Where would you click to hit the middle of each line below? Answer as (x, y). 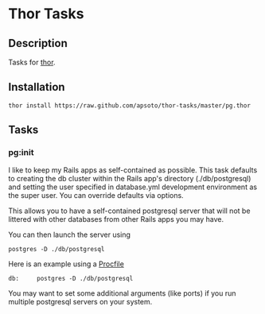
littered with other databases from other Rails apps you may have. (116, 219)
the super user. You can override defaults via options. (96, 195)
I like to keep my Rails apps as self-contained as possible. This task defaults (133, 170)
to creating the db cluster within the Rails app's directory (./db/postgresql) (130, 178)
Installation (37, 87)
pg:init (21, 153)
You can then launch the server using (70, 235)
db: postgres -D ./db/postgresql (71, 278)
